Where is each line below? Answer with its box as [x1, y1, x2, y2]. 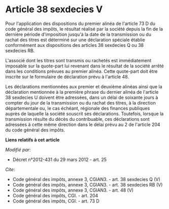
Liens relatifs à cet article [5, 137, 60, 143]
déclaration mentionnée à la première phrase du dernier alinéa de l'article [5, 89, 159, 95]
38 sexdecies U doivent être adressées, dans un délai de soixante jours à [5, 94, 158, 100]
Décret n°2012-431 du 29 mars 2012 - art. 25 [12, 156, 107, 163]
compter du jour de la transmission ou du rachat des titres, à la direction [5, 99, 156, 106]
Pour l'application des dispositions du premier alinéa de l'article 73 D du [5, 20, 156, 27]
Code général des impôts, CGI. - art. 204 [12, 192, 98, 198]
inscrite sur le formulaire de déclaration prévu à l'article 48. [5, 73, 129, 80]
